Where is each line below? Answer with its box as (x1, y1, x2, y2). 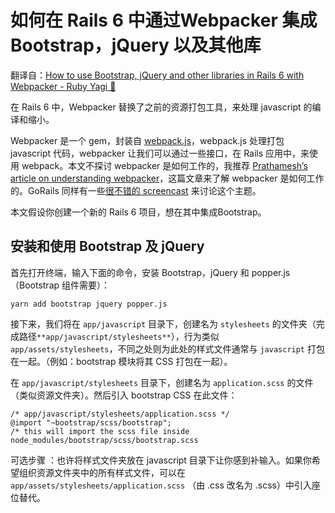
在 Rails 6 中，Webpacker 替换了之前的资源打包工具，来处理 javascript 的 (10, 101, 313, 113)
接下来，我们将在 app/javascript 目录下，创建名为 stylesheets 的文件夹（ (10, 317, 317, 330)
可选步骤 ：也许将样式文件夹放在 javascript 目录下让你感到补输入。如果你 (10, 454, 312, 466)
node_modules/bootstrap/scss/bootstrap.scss (10, 435, 199, 445)
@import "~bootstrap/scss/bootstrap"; (10, 417, 172, 428)
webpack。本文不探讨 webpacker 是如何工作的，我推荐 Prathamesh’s (21, 159, 308, 171)
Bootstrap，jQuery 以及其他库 (10, 34, 262, 57)
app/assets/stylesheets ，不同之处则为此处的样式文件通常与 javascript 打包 (10, 342, 325, 355)
